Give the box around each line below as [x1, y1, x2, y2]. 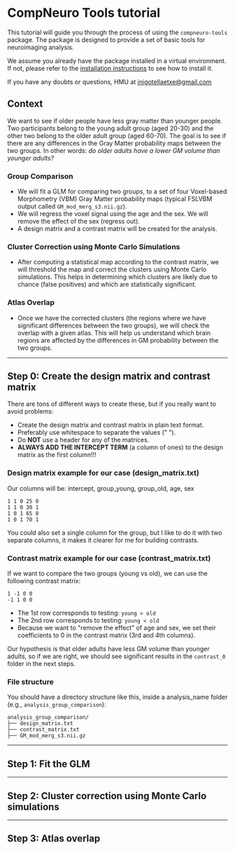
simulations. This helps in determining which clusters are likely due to [17, 273, 218, 281]
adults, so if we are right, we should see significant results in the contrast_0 [7, 652, 226, 660]
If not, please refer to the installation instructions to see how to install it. [7, 64, 213, 72]
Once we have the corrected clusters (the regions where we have [17, 313, 206, 322]
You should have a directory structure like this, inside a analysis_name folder [7, 693, 228, 702]
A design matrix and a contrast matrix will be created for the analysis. [17, 224, 218, 233]
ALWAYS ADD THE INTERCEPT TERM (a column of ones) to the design [17, 443, 224, 451]
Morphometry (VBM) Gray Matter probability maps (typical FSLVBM [17, 195, 213, 203]
